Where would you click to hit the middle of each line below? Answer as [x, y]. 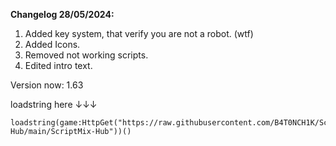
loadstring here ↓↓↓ [54, 104]
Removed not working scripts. [86, 55]
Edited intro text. [58, 65]
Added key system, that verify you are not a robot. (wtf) [139, 33]
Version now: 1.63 [47, 85]
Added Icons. [52, 44]
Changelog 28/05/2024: [62, 14]
